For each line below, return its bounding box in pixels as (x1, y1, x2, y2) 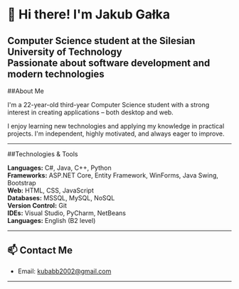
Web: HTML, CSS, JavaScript (7, 186, 94, 195)
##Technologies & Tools (7, 150, 78, 158)
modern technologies (7, 67, 105, 80)
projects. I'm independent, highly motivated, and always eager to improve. (7, 129, 225, 138)
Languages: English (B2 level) (7, 217, 96, 224)
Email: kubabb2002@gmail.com (17, 266, 112, 276)
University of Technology (7, 45, 122, 58)
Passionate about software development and (7, 57, 211, 69)
